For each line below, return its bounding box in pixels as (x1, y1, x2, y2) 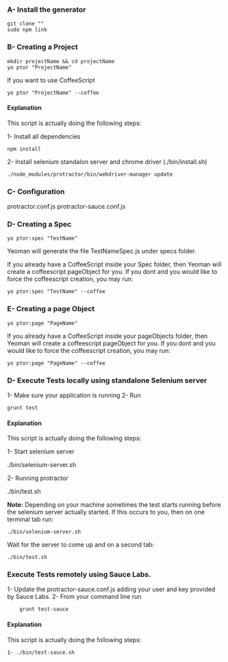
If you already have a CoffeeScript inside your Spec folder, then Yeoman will (7, 260, 222, 269)
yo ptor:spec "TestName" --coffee (7, 288, 106, 295)
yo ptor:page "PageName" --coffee (7, 359, 106, 367)
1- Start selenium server (7, 448, 75, 456)
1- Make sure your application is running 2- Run (7, 391, 142, 399)
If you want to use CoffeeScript (7, 76, 96, 84)
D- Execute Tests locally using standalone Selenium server (7, 376, 207, 385)
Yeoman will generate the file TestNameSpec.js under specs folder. (7, 247, 197, 255)
